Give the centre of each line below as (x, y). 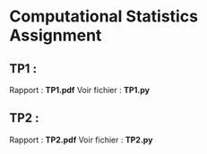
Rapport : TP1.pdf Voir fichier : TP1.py (80, 90)
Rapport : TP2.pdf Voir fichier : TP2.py (81, 140)
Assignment (56, 35)
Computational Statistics (104, 17)
